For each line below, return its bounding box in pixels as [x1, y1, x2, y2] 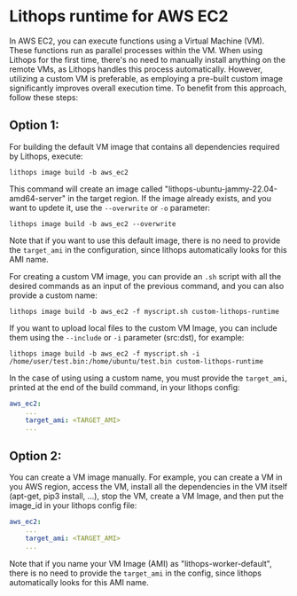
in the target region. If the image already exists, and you [67, 192, 272, 203]
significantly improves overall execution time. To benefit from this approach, [9, 82, 287, 93]
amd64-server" [9, 192, 66, 203]
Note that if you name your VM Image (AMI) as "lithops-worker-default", [9, 558, 272, 569]
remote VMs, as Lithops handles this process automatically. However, [9, 64, 263, 74]
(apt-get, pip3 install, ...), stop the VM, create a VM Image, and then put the [9, 490, 284, 502]
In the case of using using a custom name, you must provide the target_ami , [9, 372, 288, 383]
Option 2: [9, 448, 62, 463]
